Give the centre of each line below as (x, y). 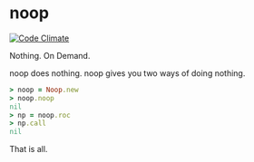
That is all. (29, 149)
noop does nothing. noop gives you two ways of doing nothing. (127, 73)
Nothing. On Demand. (50, 55)
